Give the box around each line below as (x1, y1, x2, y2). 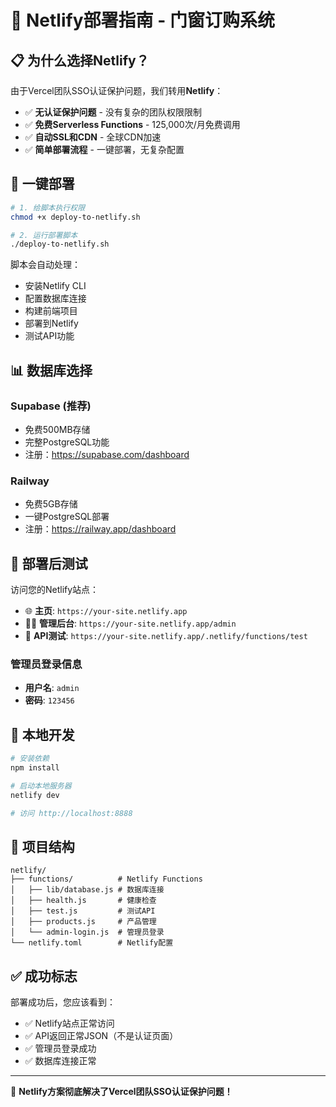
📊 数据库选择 (10, 362, 93, 379)
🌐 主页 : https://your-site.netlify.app (24, 605, 188, 617)
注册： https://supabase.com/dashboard (24, 449, 190, 460)
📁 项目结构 (10, 838, 75, 855)
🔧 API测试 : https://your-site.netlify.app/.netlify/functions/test (24, 630, 308, 642)
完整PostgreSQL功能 (24, 436, 110, 448)
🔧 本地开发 (10, 726, 75, 743)
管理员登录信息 (10, 657, 83, 671)
